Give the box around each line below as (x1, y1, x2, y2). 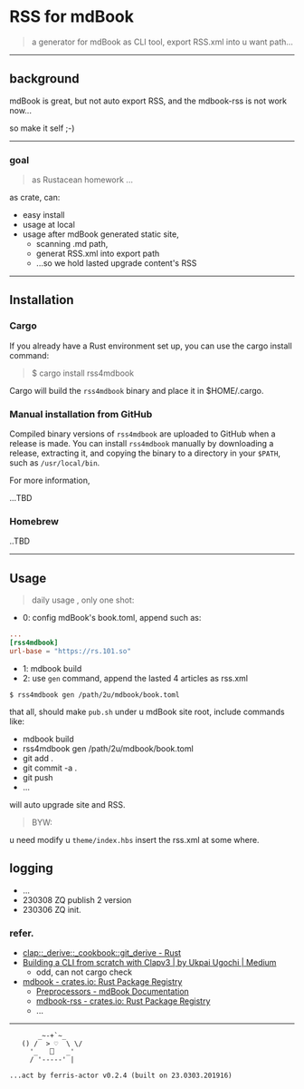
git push (22, 771, 53, 782)
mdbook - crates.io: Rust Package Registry (22, 976, 183, 986)
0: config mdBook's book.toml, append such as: (22, 613, 202, 623)
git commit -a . (22, 762, 78, 773)
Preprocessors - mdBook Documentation (35, 986, 190, 996)
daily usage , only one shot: (31, 594, 135, 605)
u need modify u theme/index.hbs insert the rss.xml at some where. (9, 834, 260, 845)
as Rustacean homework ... (31, 174, 134, 185)
